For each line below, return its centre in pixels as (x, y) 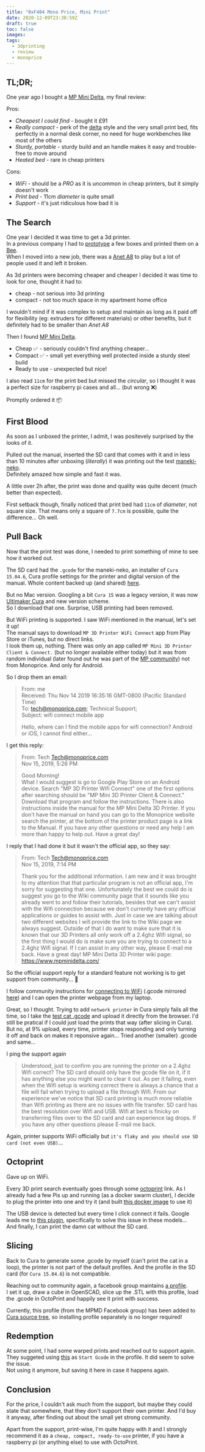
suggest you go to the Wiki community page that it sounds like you (105, 896)
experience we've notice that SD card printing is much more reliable (106, 1098)
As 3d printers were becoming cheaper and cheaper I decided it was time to (102, 275)
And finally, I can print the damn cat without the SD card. (77, 1227)
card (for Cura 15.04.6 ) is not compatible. (59, 1273)
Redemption (30, 1336)
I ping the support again (36, 1054)
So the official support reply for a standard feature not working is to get (96, 972)
